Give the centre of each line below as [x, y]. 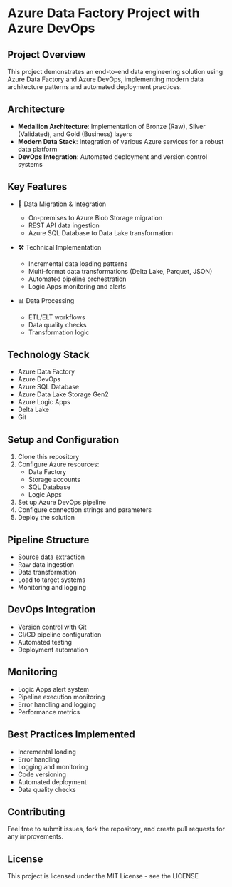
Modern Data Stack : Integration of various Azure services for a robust [121, 141]
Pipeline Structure [48, 540]
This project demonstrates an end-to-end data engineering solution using [115, 72]
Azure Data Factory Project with [104, 13]
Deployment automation [53, 650]
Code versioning [42, 774]
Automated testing [45, 642]
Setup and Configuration [63, 440]
